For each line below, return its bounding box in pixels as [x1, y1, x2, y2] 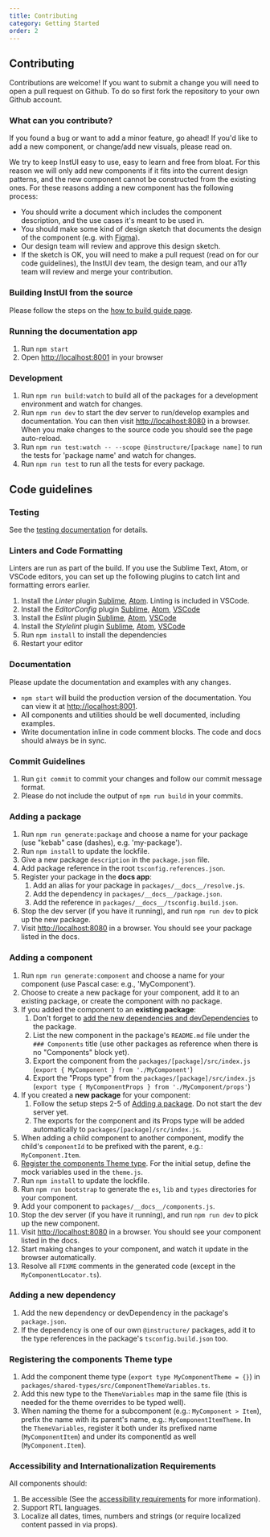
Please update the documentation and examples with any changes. [9, 677, 231, 686]
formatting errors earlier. [9, 580, 91, 590]
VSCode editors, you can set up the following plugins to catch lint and [9, 572, 240, 582]
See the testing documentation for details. [9, 525, 148, 535]
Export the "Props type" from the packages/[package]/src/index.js [32, 1073, 256, 1082]
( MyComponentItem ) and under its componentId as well [20, 1432, 197, 1441]
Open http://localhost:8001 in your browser [20, 352, 164, 362]
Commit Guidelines [9, 756, 86, 767]
